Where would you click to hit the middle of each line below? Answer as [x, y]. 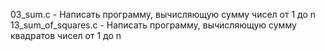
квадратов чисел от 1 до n [66, 35]
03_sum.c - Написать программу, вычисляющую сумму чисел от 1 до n [163, 14]
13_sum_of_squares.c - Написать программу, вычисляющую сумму [153, 25]
